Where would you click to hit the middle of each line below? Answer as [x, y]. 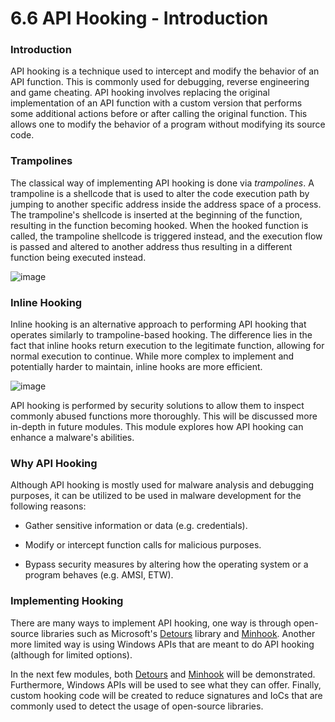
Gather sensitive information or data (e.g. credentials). [136, 526]
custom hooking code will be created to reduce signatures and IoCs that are [166, 695]
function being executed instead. [78, 257]
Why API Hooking [54, 463]
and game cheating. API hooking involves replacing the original [140, 93]
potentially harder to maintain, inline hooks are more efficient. [136, 367]
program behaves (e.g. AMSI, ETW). [99, 575]
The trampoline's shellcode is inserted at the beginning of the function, [156, 214]
